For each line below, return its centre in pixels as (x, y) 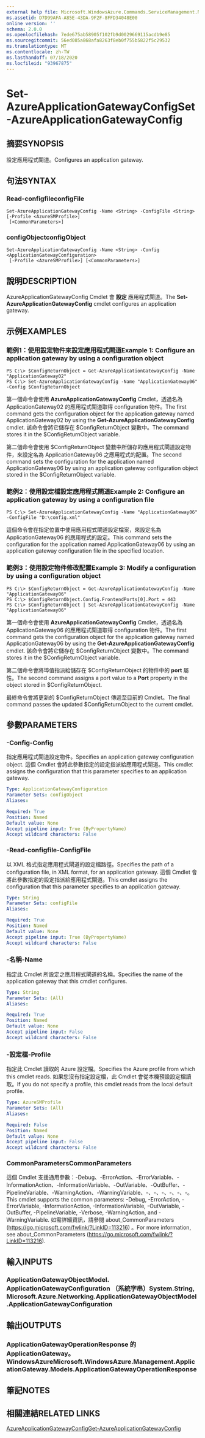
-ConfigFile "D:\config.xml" (43, 518)
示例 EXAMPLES (37, 331)
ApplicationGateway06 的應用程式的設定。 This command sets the (89, 537)
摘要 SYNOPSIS (35, 144)
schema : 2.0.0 (24, 29)
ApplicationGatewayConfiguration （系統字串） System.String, (101, 1289)
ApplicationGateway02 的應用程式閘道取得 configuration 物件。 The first (97, 407)
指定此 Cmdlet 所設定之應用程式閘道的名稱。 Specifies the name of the (95, 974)
